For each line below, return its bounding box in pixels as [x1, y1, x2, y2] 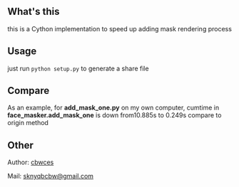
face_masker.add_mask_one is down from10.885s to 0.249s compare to [7, 111, 222, 119]
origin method [7, 119, 49, 127]
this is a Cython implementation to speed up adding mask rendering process [7, 24, 232, 33]
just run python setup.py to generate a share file [7, 64, 149, 73]
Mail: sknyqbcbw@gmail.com [7, 172, 94, 181]
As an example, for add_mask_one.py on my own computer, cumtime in [7, 103, 220, 112]
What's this [7, 6, 60, 18]
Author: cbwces [7, 158, 54, 166]
